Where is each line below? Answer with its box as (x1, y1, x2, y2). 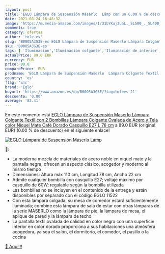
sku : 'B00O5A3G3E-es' (5, 44, 50, 49)
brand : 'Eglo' (5, 84, 34, 90)
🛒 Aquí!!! (5, 244, 23, 250)
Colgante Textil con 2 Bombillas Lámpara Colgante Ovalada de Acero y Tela (5, 117, 158, 123)
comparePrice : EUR (5, 67, 45, 72)
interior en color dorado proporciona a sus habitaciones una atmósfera (12, 224, 156, 229)
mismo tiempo (12, 166, 41, 172)
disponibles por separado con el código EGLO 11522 (12, 192, 118, 199)
